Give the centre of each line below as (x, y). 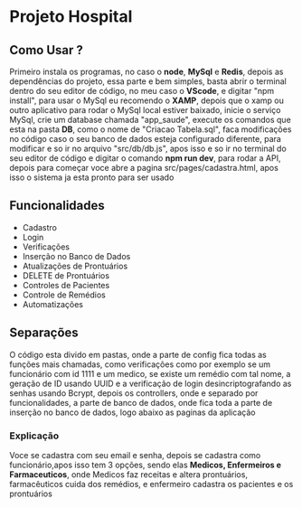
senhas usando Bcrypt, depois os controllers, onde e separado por (134, 393)
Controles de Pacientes (66, 285)
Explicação (34, 436)
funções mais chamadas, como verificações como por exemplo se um (140, 364)
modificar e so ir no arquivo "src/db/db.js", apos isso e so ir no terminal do (148, 148)
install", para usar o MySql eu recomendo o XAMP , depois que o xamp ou (147, 100)
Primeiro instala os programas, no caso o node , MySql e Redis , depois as (146, 71)
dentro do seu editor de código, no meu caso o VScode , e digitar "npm (142, 91)
